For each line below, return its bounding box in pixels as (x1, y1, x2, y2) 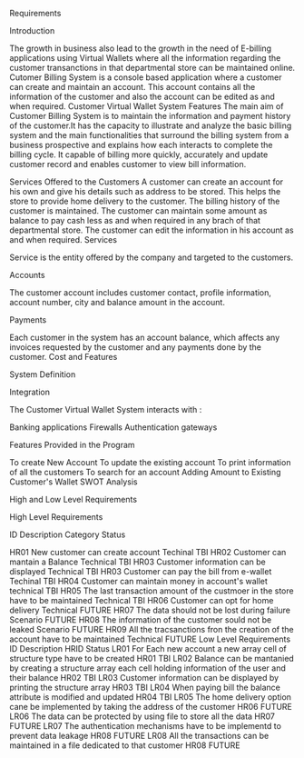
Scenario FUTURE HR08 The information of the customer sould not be (9, 614, 272, 625)
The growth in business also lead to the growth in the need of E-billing (9, 43, 272, 54)
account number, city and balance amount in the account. (9, 297, 225, 307)
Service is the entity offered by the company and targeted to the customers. (9, 252, 293, 263)
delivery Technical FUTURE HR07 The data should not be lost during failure (9, 604, 290, 615)
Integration (9, 386, 50, 397)
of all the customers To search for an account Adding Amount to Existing (9, 467, 281, 477)
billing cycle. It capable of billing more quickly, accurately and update (9, 149, 269, 160)
